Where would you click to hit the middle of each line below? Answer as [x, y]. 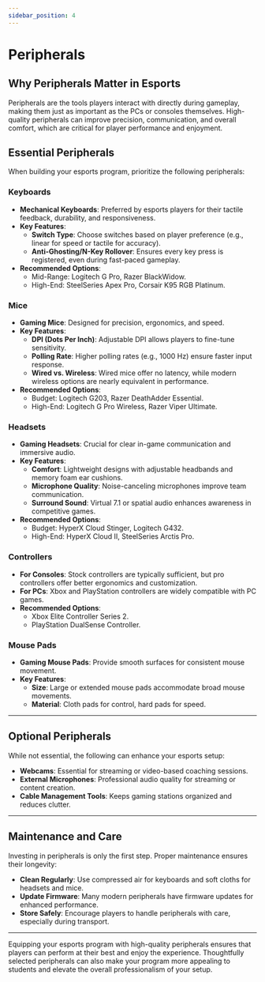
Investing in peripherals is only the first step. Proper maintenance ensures [128, 856]
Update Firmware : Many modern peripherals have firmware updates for [136, 896]
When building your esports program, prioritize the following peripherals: [127, 171]
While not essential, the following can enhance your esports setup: [116, 755]
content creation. [47, 788]
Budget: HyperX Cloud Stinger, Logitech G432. [107, 528]
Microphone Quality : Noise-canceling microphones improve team [139, 486]
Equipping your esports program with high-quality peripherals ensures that [130, 944]
